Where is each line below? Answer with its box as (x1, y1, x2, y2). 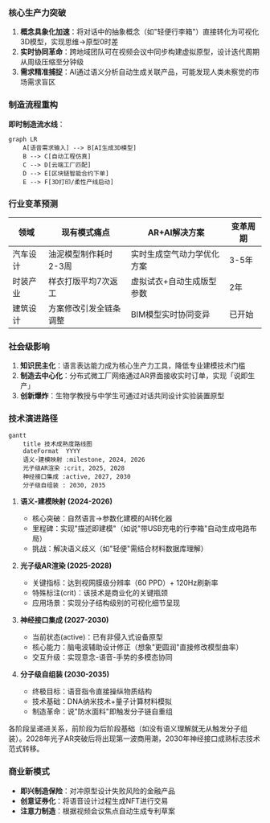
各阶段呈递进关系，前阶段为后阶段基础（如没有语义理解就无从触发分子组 (8, 724, 247, 734)
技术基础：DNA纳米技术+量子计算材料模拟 (31, 697, 173, 706)
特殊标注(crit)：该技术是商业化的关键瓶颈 (31, 588, 169, 598)
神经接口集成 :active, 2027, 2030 (22, 473, 131, 481)
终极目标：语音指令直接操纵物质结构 (31, 686, 153, 697)
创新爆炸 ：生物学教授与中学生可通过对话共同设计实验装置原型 (19, 391, 225, 401)
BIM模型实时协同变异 (130, 308, 211, 319)
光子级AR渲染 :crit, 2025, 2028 (22, 464, 125, 472)
